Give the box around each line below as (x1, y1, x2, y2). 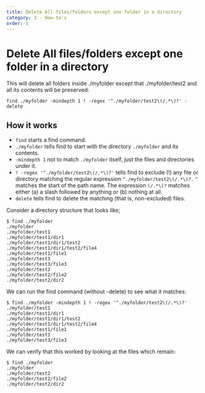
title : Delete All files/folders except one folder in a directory (6, 9, 182, 15)
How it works (6, 120, 58, 130)
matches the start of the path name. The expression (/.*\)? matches (15, 182, 190, 189)
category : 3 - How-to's (6, 15, 67, 21)
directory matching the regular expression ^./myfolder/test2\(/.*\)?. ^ (15, 175, 198, 183)
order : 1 (6, 20, 29, 26)
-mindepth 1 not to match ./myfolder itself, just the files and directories (15, 156, 195, 163)
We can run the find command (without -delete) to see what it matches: (6, 288, 187, 295)
